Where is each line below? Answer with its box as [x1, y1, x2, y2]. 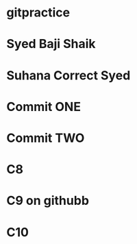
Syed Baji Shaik [6, 36, 97, 52]
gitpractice [6, 5, 70, 21]
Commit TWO [6, 130, 85, 145]
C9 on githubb [6, 193, 90, 208]
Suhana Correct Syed [6, 67, 131, 83]
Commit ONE [6, 99, 82, 114]
